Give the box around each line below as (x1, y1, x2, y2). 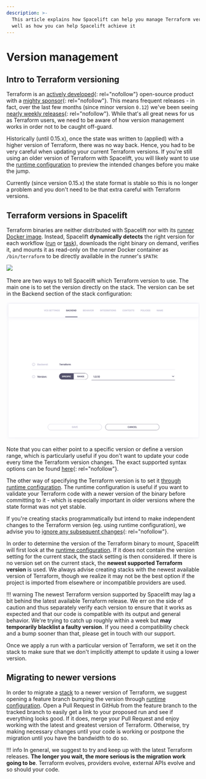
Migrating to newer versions (6, 672, 116, 683)
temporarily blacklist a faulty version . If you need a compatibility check (6, 623, 189, 631)
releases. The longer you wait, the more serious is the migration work (6, 753, 186, 760)
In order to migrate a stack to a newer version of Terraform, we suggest (6, 688, 187, 696)
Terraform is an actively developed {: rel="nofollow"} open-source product (6, 91, 194, 98)
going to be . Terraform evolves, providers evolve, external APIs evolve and (6, 759, 196, 766)
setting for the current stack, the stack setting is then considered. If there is (6, 553, 197, 560)
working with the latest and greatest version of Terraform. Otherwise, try (6, 721, 190, 729)
